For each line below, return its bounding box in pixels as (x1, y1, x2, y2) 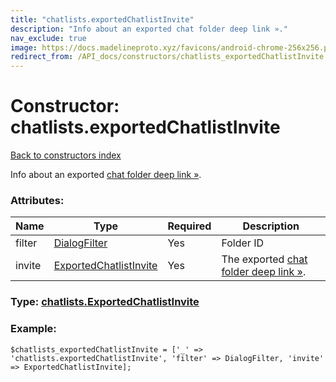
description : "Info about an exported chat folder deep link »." (10, 24, 288, 34)
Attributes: (10, 193, 65, 207)
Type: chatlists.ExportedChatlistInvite (10, 295, 200, 309)
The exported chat (221, 252, 308, 266)
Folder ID (221, 236, 264, 250)
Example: (10, 322, 57, 336)
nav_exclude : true (10, 33, 87, 43)
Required (167, 219, 212, 233)
